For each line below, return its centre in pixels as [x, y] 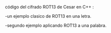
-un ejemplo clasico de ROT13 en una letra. [48, 16]
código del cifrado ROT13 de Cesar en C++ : [49, 7]
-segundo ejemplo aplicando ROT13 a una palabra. [56, 25]
